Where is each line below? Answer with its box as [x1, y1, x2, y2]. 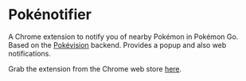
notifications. [8, 48, 52, 58]
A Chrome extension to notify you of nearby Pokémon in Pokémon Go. [8, 32, 239, 41]
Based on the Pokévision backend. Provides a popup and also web [8, 40, 227, 49]
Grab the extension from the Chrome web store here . [8, 64, 182, 73]
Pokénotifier [8, 6, 92, 24]
